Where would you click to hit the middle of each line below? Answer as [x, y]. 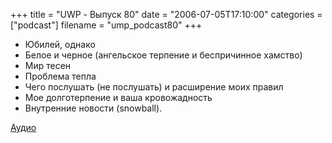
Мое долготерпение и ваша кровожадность [118, 97]
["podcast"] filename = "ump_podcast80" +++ [106, 25]
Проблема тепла [60, 76]
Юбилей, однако [60, 44]
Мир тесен [48, 65]
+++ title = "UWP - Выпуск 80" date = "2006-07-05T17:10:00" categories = [166, 14]
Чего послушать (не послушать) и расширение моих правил [154, 87]
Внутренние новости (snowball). [93, 108]
